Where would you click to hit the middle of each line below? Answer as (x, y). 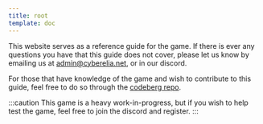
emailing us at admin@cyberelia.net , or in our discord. (98, 63)
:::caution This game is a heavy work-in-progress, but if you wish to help (129, 102)
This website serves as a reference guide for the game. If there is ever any (131, 46)
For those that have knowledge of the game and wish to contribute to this (130, 78)
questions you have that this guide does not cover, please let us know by (129, 54)
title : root (28, 16)
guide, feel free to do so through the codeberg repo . (95, 87)
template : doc (32, 23)
